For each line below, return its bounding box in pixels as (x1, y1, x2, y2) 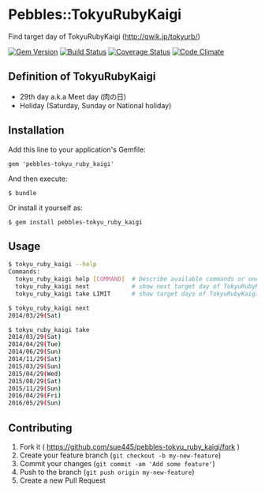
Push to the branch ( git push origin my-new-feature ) (19, 467, 195, 476)
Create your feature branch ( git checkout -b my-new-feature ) (19, 450, 222, 460)
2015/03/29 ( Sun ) (8, 362, 62, 371)
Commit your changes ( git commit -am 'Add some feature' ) (19, 458, 215, 468)
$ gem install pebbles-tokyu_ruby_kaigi (8, 218, 144, 226)
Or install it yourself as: (8, 203, 83, 213)
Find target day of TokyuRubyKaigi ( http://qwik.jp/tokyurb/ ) (8, 32, 201, 41)
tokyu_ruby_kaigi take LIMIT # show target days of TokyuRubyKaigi (15, 290, 259, 298)
